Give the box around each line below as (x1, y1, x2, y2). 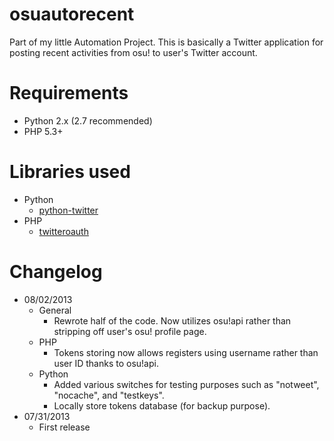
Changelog (9, 261, 103, 283)
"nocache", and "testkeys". (53, 389, 165, 401)
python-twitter (38, 204, 99, 216)
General (38, 304, 72, 316)
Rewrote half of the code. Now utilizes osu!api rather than (53, 314, 292, 327)
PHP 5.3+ (23, 125, 64, 137)
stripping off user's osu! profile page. (53, 325, 207, 337)
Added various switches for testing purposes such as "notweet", (53, 378, 320, 390)
